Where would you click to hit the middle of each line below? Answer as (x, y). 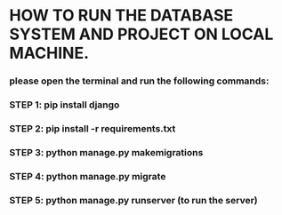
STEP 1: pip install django (64, 105)
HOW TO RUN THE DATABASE (121, 16)
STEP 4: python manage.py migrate (88, 176)
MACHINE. (49, 53)
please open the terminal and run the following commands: (139, 81)
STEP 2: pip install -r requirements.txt (93, 128)
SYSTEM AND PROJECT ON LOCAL (141, 34)
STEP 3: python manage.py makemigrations (106, 152)
